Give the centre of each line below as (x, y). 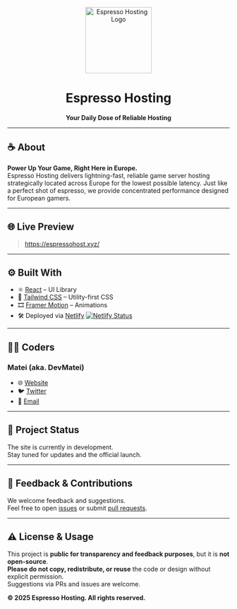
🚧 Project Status (43, 430)
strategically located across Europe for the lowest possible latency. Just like (117, 183)
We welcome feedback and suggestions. (66, 500)
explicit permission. (36, 577)
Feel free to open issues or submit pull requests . (77, 508)
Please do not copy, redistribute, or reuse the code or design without (109, 569)
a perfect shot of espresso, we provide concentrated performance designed (118, 190)
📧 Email (29, 401)
